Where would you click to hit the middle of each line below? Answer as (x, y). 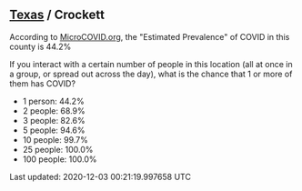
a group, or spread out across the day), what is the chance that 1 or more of (151, 74)
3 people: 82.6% (54, 120)
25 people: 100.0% (58, 149)
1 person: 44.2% (53, 101)
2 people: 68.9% (54, 111)
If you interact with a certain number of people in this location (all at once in (151, 64)
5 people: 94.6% (54, 130)
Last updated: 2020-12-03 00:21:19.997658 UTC (100, 176)
